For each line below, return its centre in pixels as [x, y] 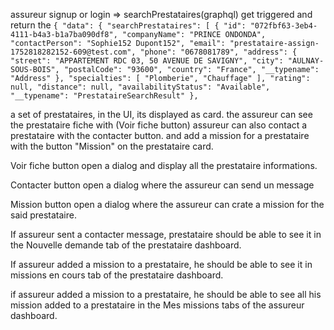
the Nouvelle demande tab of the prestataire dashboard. [126, 245]
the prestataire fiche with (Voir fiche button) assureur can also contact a [159, 125]
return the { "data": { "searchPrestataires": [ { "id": [128, 25]
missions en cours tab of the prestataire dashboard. [117, 275]
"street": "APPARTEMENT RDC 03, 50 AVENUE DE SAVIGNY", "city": [147, 61]
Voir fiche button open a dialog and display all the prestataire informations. [164, 165]
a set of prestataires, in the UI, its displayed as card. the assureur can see [161, 114]
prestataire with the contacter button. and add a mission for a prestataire [160, 135]
